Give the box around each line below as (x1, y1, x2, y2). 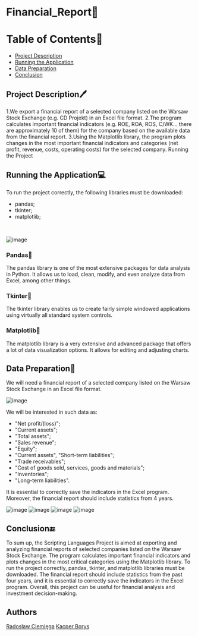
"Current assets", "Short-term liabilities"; (14, 452, 115, 459)
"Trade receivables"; (14, 458, 66, 465)
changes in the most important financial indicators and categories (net (6, 139, 178, 146)
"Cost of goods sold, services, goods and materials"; (14, 464, 145, 471)
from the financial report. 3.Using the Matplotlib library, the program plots (6, 133, 186, 140)
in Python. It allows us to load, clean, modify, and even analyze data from (6, 270, 186, 278)
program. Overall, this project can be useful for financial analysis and (6, 584, 175, 591)
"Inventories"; (14, 471, 49, 478)
